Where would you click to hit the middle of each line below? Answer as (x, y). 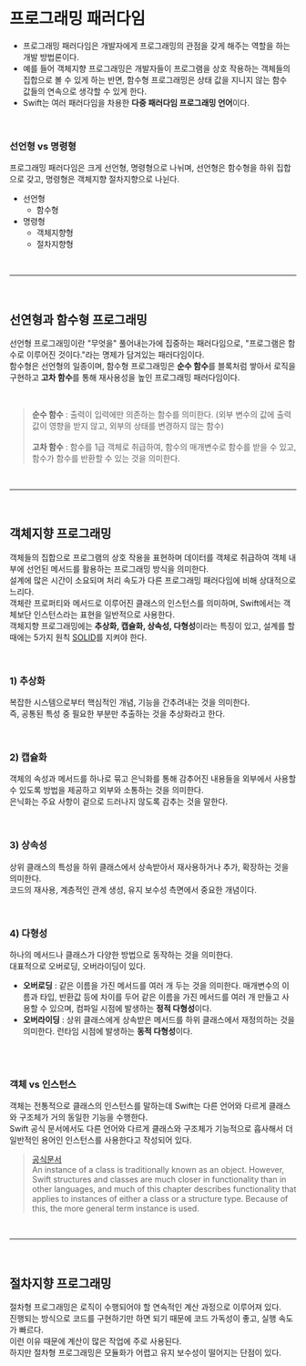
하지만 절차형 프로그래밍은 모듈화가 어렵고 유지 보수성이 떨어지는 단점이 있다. (146, 1353)
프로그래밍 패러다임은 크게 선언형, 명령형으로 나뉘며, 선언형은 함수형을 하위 (142, 168)
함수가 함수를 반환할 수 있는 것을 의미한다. (106, 459)
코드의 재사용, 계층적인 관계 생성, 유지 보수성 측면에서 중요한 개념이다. (133, 889)
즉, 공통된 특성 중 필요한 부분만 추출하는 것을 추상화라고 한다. (117, 714)
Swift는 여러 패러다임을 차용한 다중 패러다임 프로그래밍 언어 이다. (136, 102)
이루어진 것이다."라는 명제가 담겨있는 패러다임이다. (115, 355)
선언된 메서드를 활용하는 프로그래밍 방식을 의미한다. (117, 569)
